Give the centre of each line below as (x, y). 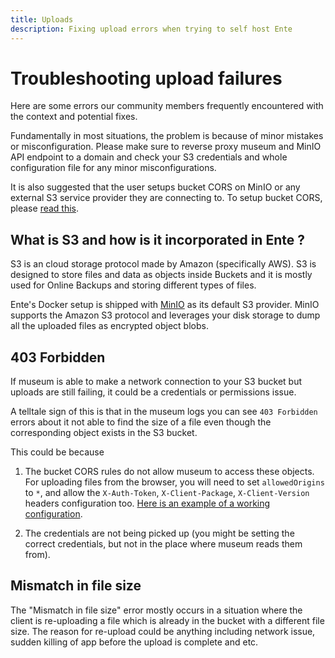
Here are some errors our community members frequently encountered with (167, 106)
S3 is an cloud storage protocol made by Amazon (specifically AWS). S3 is (163, 264)
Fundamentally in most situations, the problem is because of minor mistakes (167, 136)
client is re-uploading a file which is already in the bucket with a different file (167, 620)
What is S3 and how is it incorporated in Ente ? (157, 239)
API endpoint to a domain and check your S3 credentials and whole (149, 157)
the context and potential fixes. (74, 117)
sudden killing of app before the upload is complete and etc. (134, 642)
